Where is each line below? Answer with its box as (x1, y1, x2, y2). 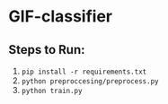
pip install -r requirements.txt (21, 67, 147, 76)
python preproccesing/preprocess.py (21, 77, 159, 86)
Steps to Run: (8, 42, 86, 57)
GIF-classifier (8, 6, 113, 27)
